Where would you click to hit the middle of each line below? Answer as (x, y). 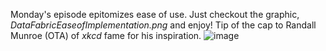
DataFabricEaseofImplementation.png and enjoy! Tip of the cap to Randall (163, 25)
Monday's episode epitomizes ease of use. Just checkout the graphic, (155, 14)
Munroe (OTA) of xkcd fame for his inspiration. (106, 35)
